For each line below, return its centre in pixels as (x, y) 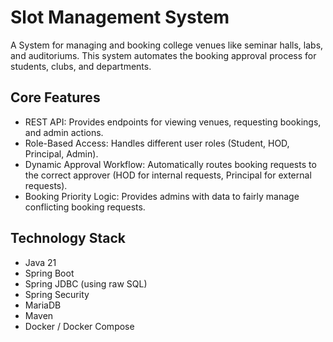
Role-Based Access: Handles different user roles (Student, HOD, (157, 143)
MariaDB (43, 305)
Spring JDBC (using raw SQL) (86, 283)
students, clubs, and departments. (81, 66)
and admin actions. (64, 132)
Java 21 (40, 262)
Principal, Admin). (61, 153)
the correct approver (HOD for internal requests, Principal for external (168, 175)
